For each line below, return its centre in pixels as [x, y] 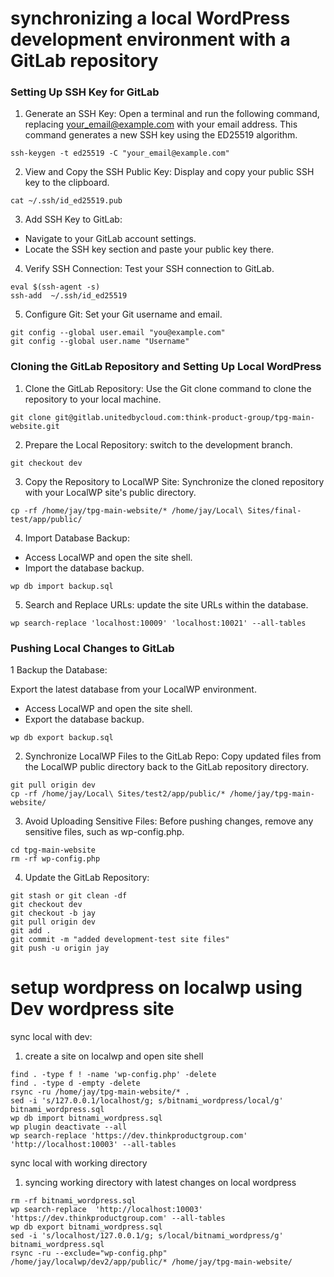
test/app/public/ [46, 519]
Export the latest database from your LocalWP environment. [133, 689]
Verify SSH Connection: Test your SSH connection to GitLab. [149, 269]
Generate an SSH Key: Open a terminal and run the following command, [172, 114]
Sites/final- [274, 510]
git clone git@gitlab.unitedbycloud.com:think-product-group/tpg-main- [162, 417]
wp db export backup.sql [62, 738]
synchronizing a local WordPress [150, 18]
